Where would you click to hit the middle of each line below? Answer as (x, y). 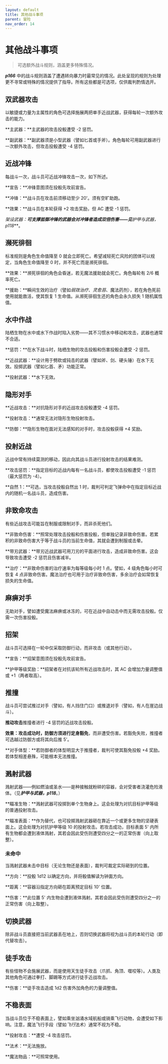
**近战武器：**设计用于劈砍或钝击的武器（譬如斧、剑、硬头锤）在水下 (77, 360)
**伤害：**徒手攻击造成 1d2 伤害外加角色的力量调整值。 (62, 988)
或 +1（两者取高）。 (24, 675)
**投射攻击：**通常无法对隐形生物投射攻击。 (51, 418)
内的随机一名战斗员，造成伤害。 (38, 493)
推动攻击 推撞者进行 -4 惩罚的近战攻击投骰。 (50, 723)
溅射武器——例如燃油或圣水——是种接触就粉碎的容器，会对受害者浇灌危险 (82, 787)
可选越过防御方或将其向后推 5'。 (38, 740)
